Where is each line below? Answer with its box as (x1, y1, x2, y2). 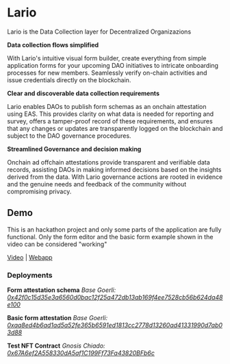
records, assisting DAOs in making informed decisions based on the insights (7, 165, 222, 173)
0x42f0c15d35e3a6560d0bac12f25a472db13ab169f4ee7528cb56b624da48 (7, 293, 223, 302)
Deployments (7, 270, 53, 280)
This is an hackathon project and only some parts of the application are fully (7, 225, 222, 234)
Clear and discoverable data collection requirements (7, 89, 159, 97)
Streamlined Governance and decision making (7, 145, 142, 153)
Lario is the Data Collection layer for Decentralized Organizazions (7, 27, 192, 36)
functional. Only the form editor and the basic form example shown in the (7, 232, 214, 241)
